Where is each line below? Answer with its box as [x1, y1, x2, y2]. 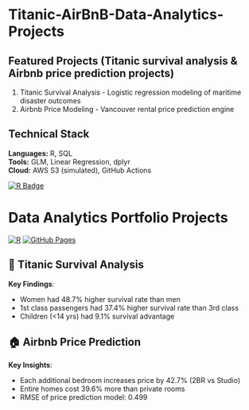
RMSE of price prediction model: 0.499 [19, 393, 148, 402]
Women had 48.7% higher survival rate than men [19, 294, 181, 304]
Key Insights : [8, 360, 53, 370]
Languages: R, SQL [8, 149, 73, 158]
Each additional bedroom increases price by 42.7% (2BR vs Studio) [19, 376, 241, 385]
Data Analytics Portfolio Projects [8, 209, 228, 226]
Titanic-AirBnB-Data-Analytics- [8, 6, 224, 24]
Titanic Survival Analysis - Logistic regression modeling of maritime [19, 87, 242, 97]
